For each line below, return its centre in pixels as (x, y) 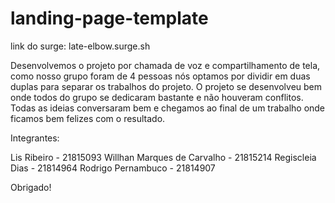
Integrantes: (35, 138)
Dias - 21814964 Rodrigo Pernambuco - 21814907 (113, 168)
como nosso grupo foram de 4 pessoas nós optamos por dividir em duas (160, 76)
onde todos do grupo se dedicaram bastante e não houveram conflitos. (157, 97)
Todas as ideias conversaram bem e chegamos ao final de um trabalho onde (168, 108)
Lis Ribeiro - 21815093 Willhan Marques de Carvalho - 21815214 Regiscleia (163, 157)
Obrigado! (31, 187)
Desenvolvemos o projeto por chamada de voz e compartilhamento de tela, (165, 65)
